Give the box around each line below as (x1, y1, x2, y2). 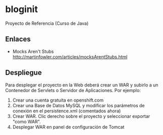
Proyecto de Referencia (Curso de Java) (5, 20, 89, 26)
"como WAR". (12, 118, 41, 124)
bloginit (5, 4, 38, 15)
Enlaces (5, 35, 31, 43)
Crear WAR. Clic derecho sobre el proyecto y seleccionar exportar (12, 113, 150, 119)
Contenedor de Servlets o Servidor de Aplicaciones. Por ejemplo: (5, 87, 141, 93)
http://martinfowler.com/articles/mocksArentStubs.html (12, 54, 128, 60)
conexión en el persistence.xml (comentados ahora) (12, 108, 121, 114)
